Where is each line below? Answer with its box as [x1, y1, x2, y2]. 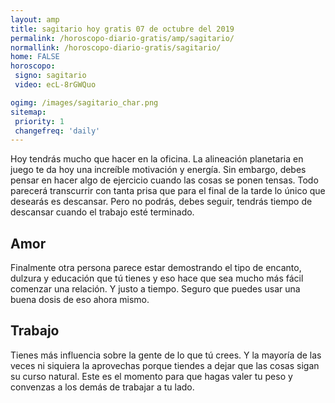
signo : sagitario [14, 71, 87, 81]
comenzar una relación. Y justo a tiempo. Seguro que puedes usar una [10, 283, 301, 295]
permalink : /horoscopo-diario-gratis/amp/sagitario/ [10, 33, 235, 43]
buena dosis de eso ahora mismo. [10, 294, 150, 306]
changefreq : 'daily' [14, 126, 101, 136]
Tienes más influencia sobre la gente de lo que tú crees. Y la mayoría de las [10, 349, 322, 361]
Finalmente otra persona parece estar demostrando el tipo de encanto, [10, 262, 302, 274]
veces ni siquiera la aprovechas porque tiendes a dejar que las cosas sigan [10, 359, 320, 371]
